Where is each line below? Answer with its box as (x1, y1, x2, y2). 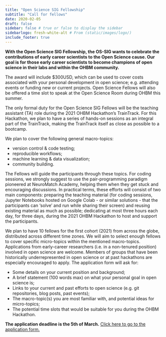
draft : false (5, 21, 32, 26)
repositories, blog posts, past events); (12, 290, 90, 296)
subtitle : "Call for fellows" (5, 12, 68, 17)
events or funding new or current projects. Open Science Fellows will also (5, 84, 156, 90)
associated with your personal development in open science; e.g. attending (5, 79, 159, 85)
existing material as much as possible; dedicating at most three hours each (5, 207, 158, 214)
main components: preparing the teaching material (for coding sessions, (5, 192, 153, 198)
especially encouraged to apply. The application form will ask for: (5, 259, 139, 265)
